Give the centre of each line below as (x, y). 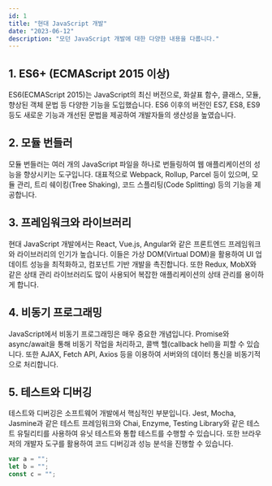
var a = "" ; (28, 459)
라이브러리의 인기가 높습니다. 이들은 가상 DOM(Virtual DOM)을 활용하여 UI (135, 254)
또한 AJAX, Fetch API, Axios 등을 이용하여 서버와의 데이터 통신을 (129, 354)
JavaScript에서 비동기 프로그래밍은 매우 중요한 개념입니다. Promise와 (119, 333)
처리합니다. (41, 364)
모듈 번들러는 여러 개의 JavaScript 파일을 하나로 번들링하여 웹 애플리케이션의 (130, 164)
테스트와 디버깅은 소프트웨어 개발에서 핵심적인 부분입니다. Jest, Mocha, (122, 413)
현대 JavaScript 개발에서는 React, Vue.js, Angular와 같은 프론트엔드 (117, 244)
